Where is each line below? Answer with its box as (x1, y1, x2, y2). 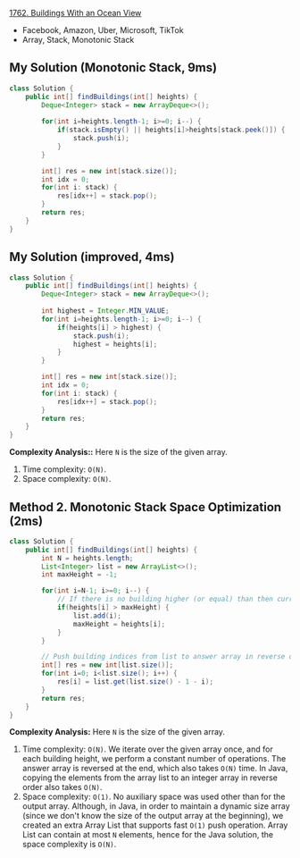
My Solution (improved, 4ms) (9, 249, 175, 265)
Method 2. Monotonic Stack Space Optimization (9, 500, 282, 515)
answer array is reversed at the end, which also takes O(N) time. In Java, (21, 763, 288, 774)
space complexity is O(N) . (21, 839, 117, 850)
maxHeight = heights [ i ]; (72, 619, 166, 628)
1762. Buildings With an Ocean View (9, 8, 142, 18)
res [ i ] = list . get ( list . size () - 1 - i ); (56, 677, 214, 686)
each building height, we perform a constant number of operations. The (21, 753, 287, 764)
